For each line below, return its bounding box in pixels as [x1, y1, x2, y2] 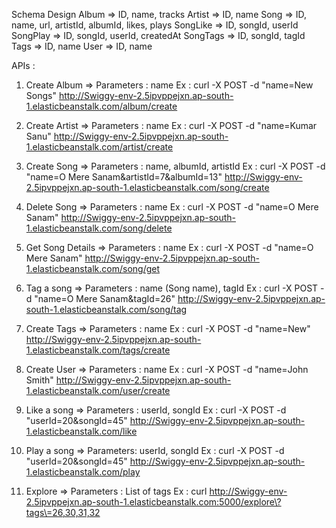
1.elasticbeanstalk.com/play [25, 466, 141, 478]
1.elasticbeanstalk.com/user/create [25, 385, 171, 396]
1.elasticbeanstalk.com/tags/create [25, 344, 171, 356]
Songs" [25, 90, 57, 101]
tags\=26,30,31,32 [25, 507, 101, 518]
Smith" [25, 374, 54, 386]
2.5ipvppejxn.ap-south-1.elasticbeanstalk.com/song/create [25, 182, 270, 193]
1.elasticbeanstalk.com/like [25, 425, 138, 437]
